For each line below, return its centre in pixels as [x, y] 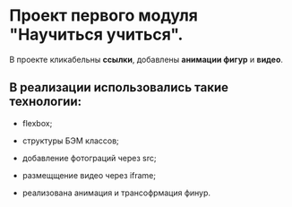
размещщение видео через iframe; [89, 175]
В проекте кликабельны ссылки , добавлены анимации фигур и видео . [146, 59]
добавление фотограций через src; [89, 158]
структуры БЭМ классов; [70, 141]
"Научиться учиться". [96, 34]
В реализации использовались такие [119, 87]
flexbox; [37, 123]
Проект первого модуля [104, 16]
